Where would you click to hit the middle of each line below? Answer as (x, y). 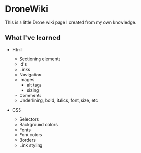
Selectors (29, 119)
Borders (27, 140)
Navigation (30, 75)
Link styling (31, 145)
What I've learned (33, 38)
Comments (30, 95)
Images (27, 79)
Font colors (31, 134)
